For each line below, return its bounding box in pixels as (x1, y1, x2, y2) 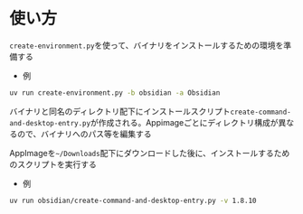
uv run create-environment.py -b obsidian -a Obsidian (9, 88, 221, 98)
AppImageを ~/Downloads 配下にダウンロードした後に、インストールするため (9, 147, 290, 158)
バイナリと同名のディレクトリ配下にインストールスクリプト (9, 106, 231, 116)
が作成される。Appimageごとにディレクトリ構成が (90, 116, 279, 127)
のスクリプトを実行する (9, 159, 97, 170)
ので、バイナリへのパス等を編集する (16, 128, 152, 139)
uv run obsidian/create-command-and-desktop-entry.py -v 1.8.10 (9, 196, 257, 205)
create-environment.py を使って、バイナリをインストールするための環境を (9, 40, 284, 51)
